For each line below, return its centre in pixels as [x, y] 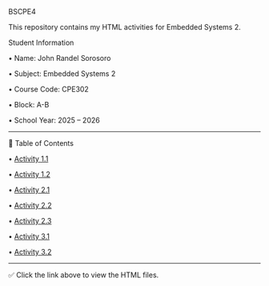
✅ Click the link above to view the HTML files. [84, 275]
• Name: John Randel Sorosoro [60, 58]
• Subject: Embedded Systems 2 [62, 74]
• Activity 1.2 [29, 174]
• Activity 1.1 [28, 159]
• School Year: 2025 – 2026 [54, 120]
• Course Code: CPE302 [49, 89]
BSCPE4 [22, 12]
